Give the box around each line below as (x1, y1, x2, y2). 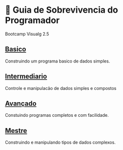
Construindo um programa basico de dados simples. (5, 58, 110, 64)
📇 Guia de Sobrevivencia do (5, 4, 118, 16)
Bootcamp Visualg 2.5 (5, 31, 50, 37)
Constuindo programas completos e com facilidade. (5, 112, 109, 118)
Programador (5, 15, 60, 26)
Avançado (5, 99, 36, 107)
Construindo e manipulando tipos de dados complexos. (5, 139, 116, 146)
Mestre (5, 127, 28, 135)
